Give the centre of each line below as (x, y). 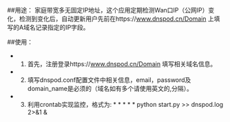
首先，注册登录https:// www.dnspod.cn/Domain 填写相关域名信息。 (122, 64)
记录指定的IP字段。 (62, 27)
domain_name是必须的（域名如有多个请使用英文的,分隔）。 (110, 89)
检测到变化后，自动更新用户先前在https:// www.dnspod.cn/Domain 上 (117, 19)
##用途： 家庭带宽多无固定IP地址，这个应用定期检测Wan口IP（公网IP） (108, 10)
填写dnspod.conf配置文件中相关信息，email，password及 (109, 80)
